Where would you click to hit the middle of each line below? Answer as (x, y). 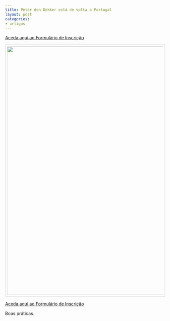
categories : (17, 19)
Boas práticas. (20, 314)
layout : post (19, 14)
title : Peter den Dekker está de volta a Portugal (58, 10)
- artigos (15, 24)
